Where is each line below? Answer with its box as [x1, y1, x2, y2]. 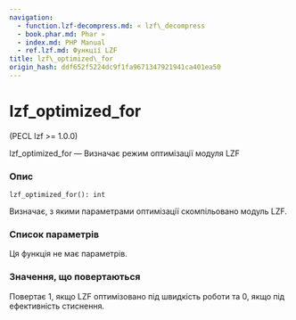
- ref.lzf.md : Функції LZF [17, 46, 118, 55]
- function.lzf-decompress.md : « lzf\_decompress [17, 21, 205, 30]
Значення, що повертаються [9, 271, 141, 283]
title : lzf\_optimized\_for [9, 54, 114, 63]
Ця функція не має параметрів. [9, 249, 127, 259]
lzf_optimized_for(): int [9, 191, 105, 200]
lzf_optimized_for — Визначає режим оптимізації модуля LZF [9, 148, 241, 159]
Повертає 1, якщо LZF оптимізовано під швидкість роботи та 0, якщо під [9, 291, 285, 301]
